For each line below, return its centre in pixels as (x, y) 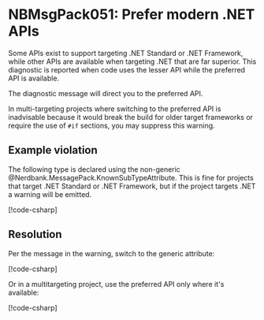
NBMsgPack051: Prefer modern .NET (132, 15)
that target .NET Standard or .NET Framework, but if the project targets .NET (132, 186)
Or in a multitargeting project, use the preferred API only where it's (116, 284)
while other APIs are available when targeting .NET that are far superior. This (132, 61)
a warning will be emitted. (50, 194)
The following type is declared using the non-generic (95, 169)
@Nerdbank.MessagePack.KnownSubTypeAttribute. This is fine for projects (131, 177)
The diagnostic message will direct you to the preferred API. (106, 93)
